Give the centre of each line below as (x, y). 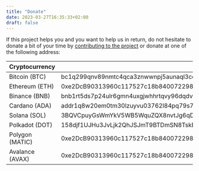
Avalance (22, 152)
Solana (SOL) (28, 115)
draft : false (22, 23)
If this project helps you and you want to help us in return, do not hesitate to (99, 40)
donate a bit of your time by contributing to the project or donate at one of (96, 46)
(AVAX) (19, 159)
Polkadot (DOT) (31, 125)
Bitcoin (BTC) (28, 77)
